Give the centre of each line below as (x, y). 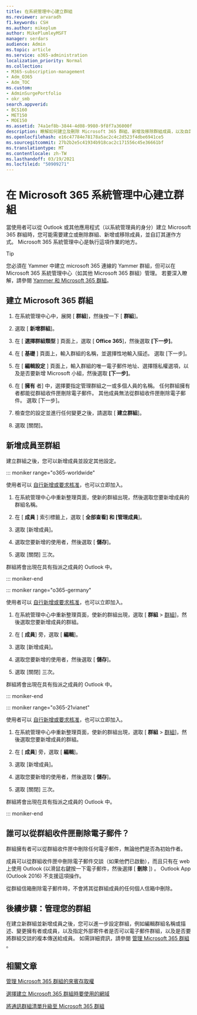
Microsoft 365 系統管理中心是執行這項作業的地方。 (79, 242)
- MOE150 (17, 121)
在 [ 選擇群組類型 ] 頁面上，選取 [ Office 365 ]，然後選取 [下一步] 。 (95, 340)
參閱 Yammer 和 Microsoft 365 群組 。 (67, 281)
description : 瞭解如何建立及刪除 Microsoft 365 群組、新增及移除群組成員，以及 (95, 132)
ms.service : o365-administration (47, 55)
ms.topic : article (28, 50)
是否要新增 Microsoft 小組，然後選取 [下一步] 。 (77, 373)
